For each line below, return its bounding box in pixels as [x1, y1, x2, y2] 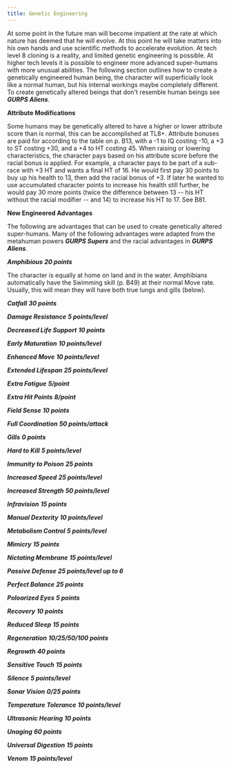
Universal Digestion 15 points [7, 741, 93, 749]
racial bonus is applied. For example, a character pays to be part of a [7, 158, 203, 167]
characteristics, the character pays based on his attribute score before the [7, 151, 219, 160]
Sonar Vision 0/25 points [7, 687, 81, 695]
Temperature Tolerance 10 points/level [7, 701, 121, 709]
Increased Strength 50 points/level [7, 486, 110, 495]
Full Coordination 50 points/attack [7, 419, 109, 428]
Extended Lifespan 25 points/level [7, 365, 108, 374]
